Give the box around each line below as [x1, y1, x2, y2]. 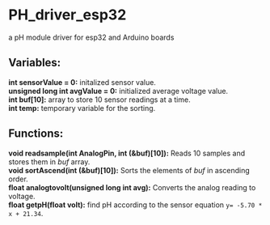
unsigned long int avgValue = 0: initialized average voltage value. [8, 86, 229, 96]
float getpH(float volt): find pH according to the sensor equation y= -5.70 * [8, 200, 263, 210]
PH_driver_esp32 [8, 6, 127, 24]
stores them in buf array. [8, 156, 91, 167]
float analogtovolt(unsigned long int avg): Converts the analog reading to [8, 182, 256, 192]
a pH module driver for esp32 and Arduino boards [8, 32, 175, 42]
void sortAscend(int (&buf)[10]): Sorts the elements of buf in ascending [8, 165, 251, 175]
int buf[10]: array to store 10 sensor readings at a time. [8, 95, 192, 104]
